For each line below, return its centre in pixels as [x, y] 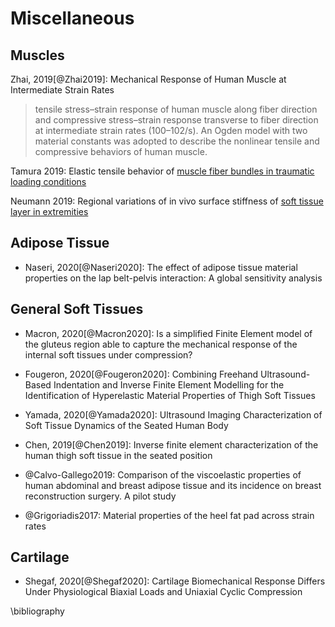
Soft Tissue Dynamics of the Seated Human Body [126, 425]
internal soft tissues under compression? [108, 354]
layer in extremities [49, 211]
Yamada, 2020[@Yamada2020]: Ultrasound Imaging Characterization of [173, 414]
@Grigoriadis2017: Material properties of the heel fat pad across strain [169, 515]
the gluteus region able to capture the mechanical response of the [161, 344]
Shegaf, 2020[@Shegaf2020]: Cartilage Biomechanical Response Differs [175, 581]
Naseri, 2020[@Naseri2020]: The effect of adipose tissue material [161, 267]
